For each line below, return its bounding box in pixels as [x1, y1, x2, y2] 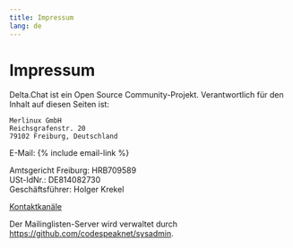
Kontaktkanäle [9, 201, 63, 212]
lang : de [9, 21, 42, 30]
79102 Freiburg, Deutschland [9, 132, 118, 141]
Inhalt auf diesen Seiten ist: [9, 99, 110, 110]
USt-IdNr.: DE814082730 [9, 175, 101, 185]
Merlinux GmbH [9, 116, 63, 125]
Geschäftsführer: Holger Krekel [9, 184, 125, 195]
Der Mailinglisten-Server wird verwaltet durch [9, 218, 177, 229]
